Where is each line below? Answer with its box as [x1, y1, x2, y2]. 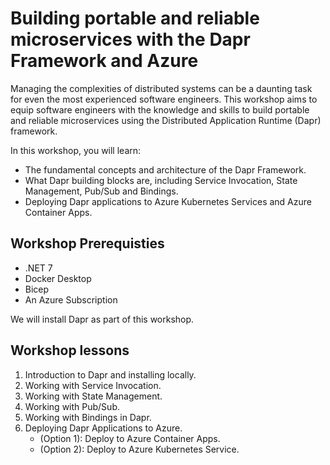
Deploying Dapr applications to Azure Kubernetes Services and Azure [24, 195, 312, 207]
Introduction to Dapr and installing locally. [24, 368, 197, 381]
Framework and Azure [10, 50, 199, 72]
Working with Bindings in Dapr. [24, 411, 152, 423]
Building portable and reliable [10, 7, 260, 30]
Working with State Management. [24, 390, 163, 402]
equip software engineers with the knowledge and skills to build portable [10, 103, 310, 116]
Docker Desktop [24, 272, 92, 284]
